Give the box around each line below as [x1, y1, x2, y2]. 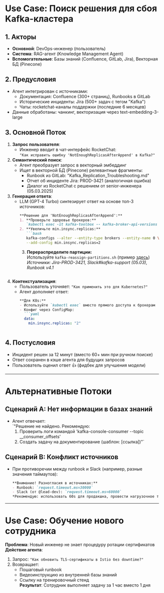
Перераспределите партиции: [26, 249, 92, 255]
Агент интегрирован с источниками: [12, 88, 88, 94]
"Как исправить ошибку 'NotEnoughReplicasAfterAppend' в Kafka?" [19, 152, 155, 158]
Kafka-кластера [5, 13, 74, 24]
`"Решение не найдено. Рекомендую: [12, 423, 90, 429]
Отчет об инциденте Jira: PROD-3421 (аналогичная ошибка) [26, 178, 151, 184]
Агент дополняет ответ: [19, 288, 69, 294]
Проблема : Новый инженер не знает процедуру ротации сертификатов [5, 542, 155, 548]
